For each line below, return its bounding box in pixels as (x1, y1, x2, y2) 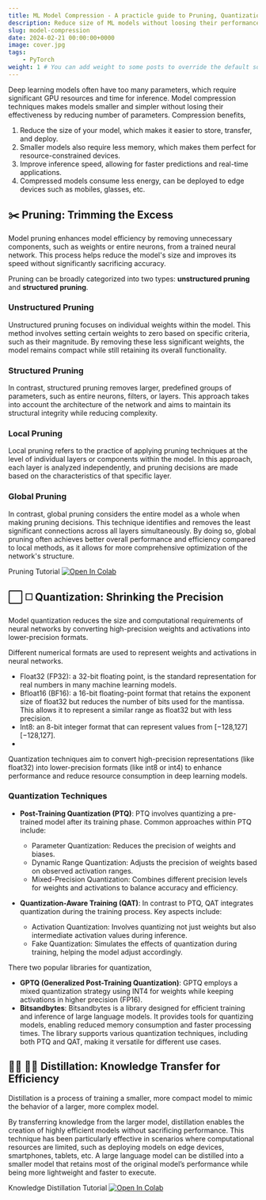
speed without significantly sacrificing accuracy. (8, 258, 166, 268)
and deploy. (19, 134, 59, 143)
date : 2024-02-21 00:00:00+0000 (8, 33, 115, 42)
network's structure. (8, 551, 75, 561)
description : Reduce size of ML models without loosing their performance (8, 19, 260, 27)
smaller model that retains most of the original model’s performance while (8, 1159, 249, 1168)
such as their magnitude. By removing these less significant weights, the (8, 337, 245, 346)
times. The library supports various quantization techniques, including (19, 1028, 248, 1038)
